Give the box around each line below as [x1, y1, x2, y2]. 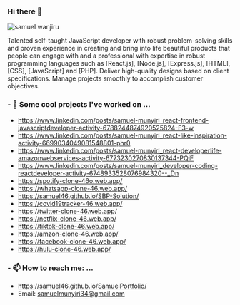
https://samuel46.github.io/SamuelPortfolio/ [17, 281, 147, 290]
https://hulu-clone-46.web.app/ [17, 244, 111, 253]
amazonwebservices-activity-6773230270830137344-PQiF [17, 153, 194, 162]
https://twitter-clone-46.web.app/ [17, 207, 118, 215]
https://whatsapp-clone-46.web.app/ [17, 184, 128, 192]
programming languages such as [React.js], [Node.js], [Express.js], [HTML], [7, 59, 231, 68]
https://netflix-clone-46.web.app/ [17, 214, 116, 223]
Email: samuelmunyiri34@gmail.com [17, 289, 125, 298]
